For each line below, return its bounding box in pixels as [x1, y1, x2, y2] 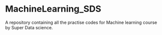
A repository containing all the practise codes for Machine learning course [5, 19, 158, 25]
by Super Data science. [5, 24, 53, 30]
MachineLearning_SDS [5, 3, 101, 15]
